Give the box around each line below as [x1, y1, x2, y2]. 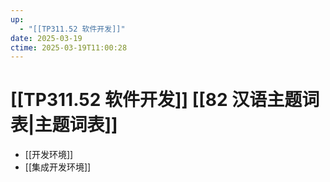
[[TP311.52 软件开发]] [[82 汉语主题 [10, 89, 303, 111]
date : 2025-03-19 [10, 33, 83, 43]
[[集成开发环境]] [24, 161, 92, 173]
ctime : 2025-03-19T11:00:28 [10, 42, 128, 53]
